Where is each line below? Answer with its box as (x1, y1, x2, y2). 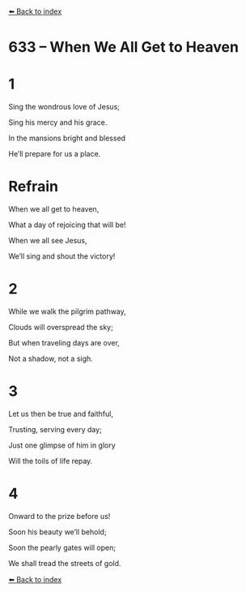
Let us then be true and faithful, (8, 409, 113, 418)
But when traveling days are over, (8, 338, 120, 347)
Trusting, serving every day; (8, 424, 103, 434)
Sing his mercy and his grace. (8, 118, 108, 127)
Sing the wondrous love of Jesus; (8, 102, 120, 112)
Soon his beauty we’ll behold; (8, 526, 107, 537)
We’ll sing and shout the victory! (8, 251, 116, 261)
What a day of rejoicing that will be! (8, 220, 126, 230)
